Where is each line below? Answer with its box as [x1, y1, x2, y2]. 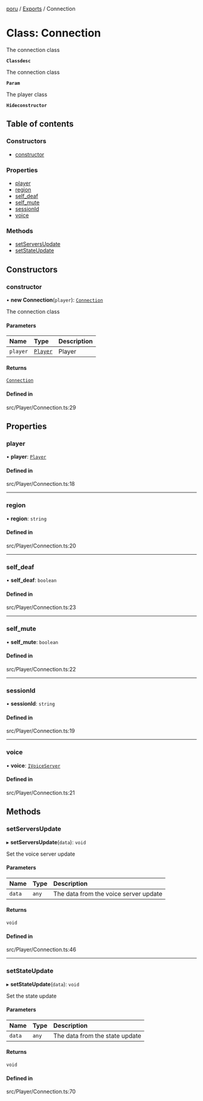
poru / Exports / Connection [6, 5, 76, 12]
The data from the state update [53, 1032, 142, 1040]
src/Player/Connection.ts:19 [6, 728, 76, 735]
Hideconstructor [6, 102, 47, 108]
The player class [6, 91, 48, 98]
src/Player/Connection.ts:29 [6, 404, 77, 411]
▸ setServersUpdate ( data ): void [6, 838, 86, 845]
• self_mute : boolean [6, 638, 59, 645]
